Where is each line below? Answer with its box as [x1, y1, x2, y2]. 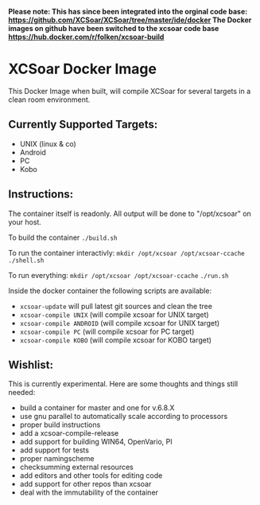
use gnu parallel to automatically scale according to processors [19, 412, 228, 421]
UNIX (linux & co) [19, 139, 77, 148]
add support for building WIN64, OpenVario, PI [19, 437, 173, 447]
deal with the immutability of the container [19, 487, 159, 497]
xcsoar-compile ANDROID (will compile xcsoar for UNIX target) [19, 318, 220, 327]
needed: [8, 388, 36, 397]
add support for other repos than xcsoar [19, 480, 152, 489]
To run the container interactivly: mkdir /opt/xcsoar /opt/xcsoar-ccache [8, 248, 245, 257]
